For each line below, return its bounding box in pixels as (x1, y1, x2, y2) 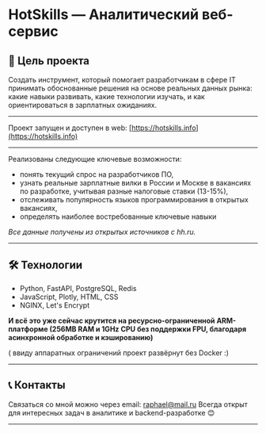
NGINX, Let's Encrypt (19, 300, 89, 310)
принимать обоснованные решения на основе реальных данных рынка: (8, 83, 253, 93)
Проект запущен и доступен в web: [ (8, 123, 132, 132)
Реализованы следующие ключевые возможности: (8, 155, 182, 163)
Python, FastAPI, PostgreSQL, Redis (19, 283, 137, 293)
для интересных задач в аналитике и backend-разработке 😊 (8, 408, 215, 417)
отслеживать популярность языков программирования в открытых (19, 195, 249, 204)
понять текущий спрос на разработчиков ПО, (19, 170, 174, 179)
